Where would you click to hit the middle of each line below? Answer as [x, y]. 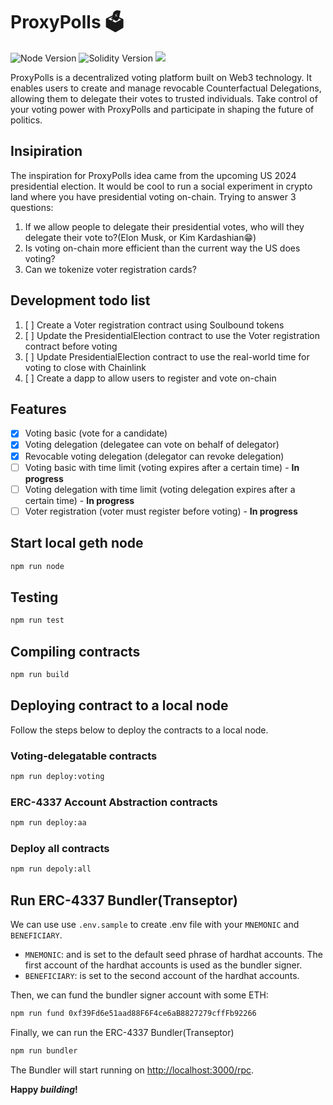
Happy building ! [44, 1089]
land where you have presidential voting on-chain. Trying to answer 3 [153, 196]
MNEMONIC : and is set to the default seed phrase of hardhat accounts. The [173, 954]
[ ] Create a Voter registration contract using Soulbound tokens [154, 325]
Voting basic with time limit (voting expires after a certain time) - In [162, 467]
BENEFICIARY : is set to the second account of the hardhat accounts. [162, 975]
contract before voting [71, 346]
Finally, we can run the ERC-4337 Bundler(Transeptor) [122, 1032]
